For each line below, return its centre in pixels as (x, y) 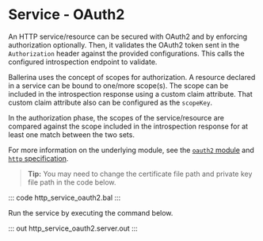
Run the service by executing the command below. (91, 212)
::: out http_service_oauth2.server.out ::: (73, 228)
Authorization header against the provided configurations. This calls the (126, 53)
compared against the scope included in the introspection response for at (128, 126)
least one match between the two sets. (71, 134)
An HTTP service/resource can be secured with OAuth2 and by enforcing (128, 36)
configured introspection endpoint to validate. (83, 62)
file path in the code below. (72, 182)
